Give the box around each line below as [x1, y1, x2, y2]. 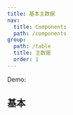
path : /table [13, 43, 51, 50]
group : [7, 36, 26, 43]
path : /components [13, 29, 67, 37]
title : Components [13, 23, 67, 30]
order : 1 [13, 56, 39, 63]
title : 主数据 [13, 50, 51, 57]
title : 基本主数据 [7, 10, 56, 18]
